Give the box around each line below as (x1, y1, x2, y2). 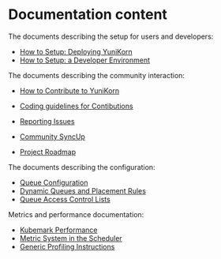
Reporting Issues (19, 116, 75, 126)
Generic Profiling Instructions (19, 242, 115, 251)
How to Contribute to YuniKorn (19, 85, 120, 96)
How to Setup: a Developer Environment (19, 55, 151, 65)
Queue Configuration (19, 178, 88, 187)
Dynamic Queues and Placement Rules (19, 186, 146, 195)
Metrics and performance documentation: (8, 209, 144, 219)
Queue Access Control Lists (19, 194, 110, 204)
